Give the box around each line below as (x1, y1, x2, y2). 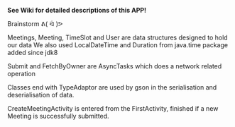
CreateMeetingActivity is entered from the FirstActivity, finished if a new (7, 104, 219, 112)
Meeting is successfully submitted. (7, 112, 109, 120)
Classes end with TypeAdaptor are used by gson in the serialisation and (7, 83, 217, 91)
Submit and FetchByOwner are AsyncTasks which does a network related (7, 62, 222, 70)
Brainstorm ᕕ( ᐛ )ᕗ (7, 20, 63, 28)
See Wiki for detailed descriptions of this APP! (7, 6, 147, 14)
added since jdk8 (7, 49, 58, 56)
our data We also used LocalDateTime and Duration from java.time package (7, 41, 229, 49)
